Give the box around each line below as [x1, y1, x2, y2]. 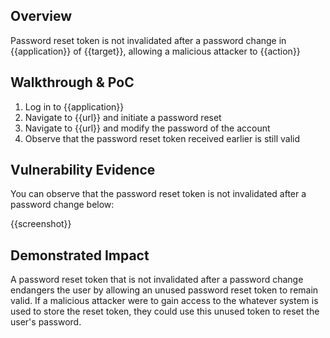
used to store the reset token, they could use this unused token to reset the [10, 305, 320, 318]
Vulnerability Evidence [10, 162, 156, 179]
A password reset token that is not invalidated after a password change [10, 274, 304, 286]
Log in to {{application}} [24, 100, 125, 113]
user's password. [10, 316, 82, 328]
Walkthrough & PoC [10, 74, 135, 91]
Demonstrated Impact [10, 247, 150, 264]
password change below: [10, 199, 115, 211]
